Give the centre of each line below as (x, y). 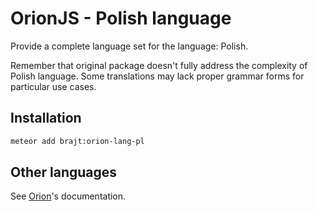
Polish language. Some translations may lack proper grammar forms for (157, 76)
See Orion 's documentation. (68, 196)
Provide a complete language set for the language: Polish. (129, 46)
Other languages (64, 172)
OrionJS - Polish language (121, 18)
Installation (46, 118)
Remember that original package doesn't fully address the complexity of (159, 65)
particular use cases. (53, 86)
